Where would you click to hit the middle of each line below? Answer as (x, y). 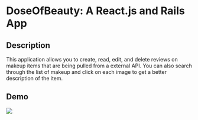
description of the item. (35, 78)
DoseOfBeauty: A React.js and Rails (95, 11)
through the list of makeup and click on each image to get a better (87, 72)
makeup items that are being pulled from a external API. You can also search (99, 66)
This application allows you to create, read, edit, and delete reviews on (92, 59)
